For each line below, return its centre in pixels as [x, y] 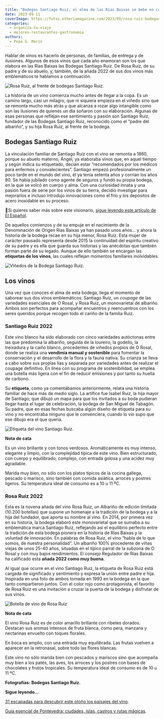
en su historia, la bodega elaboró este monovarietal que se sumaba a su [77, 522]
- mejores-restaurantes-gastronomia [47, 32]
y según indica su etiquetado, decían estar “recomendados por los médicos [81, 164]
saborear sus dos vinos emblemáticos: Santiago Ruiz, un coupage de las [78, 298]
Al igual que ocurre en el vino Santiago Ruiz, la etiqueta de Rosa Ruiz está [79, 568]
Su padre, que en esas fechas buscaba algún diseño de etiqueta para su [78, 409]
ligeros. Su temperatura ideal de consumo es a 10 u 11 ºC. [63, 483]
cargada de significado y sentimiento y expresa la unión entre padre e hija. [80, 573]
